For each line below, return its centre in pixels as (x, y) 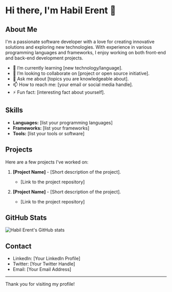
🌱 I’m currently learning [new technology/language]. (68, 68)
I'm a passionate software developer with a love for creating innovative (80, 41)
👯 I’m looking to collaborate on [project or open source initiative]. (81, 73)
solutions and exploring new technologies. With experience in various (79, 47)
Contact (18, 246)
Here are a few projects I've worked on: (47, 162)
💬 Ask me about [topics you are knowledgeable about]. (71, 79)
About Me (21, 29)
